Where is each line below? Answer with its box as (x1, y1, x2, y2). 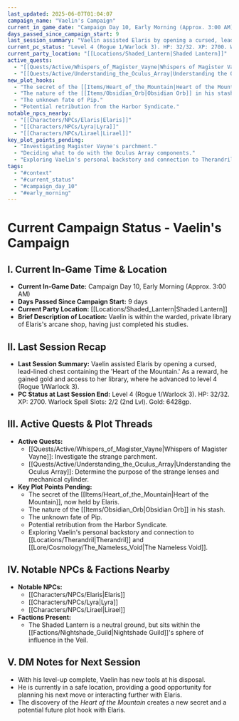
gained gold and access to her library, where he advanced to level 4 (17, 375, 218, 383)
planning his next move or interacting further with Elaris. (17, 690, 183, 699)
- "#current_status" (14, 176, 75, 183)
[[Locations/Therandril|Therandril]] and (28, 535, 144, 544)
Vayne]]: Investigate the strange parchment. (28, 452, 158, 460)
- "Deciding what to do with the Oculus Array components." (14, 150, 196, 157)
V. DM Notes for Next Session (7, 656, 141, 668)
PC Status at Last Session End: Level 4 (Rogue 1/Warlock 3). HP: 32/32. (17, 390, 230, 399)
